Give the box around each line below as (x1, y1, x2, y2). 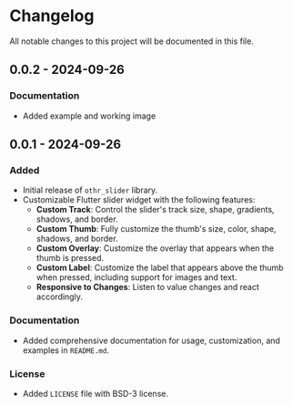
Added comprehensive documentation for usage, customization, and (22, 335, 280, 346)
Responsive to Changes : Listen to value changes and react (35, 282, 259, 293)
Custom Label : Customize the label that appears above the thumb (35, 262, 284, 274)
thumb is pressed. (35, 253, 105, 264)
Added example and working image (22, 110, 157, 121)
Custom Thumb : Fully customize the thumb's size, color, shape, (35, 224, 277, 234)
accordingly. (35, 291, 84, 302)
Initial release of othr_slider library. (22, 184, 158, 196)
